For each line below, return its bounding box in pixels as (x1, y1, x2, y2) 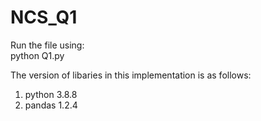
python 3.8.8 (24, 88, 78, 100)
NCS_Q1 (10, 6, 78, 29)
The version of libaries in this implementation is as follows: (10, 69, 252, 81)
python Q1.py (10, 49, 65, 61)
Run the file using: (10, 39, 85, 51)
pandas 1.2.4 (24, 99, 78, 111)
